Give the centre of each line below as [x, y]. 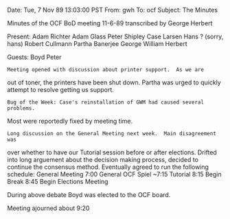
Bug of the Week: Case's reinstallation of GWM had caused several [106, 102]
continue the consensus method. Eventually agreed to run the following [108, 167]
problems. [21, 108]
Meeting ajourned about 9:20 [48, 208]
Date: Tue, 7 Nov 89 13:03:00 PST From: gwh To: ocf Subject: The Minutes [113, 10]
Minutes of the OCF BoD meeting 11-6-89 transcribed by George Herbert [110, 23]
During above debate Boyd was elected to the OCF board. [89, 195]
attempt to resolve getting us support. [61, 90]
